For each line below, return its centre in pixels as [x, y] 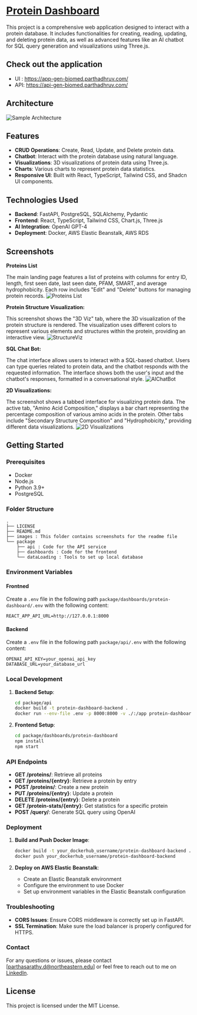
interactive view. [26, 337]
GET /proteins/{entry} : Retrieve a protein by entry [76, 781]
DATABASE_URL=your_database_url [46, 664]
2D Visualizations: [29, 390]
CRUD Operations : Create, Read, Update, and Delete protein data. [95, 150]
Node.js [24, 481]
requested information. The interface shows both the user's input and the [95, 373]
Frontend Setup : [35, 725]
